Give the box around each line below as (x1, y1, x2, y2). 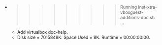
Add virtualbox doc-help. (17, 29, 68, 35)
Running (120, 4, 137, 10)
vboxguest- (120, 9, 144, 15)
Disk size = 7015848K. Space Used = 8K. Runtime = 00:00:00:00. (17, 34, 150, 40)
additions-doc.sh (120, 15, 155, 20)
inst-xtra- (137, 4, 158, 10)
